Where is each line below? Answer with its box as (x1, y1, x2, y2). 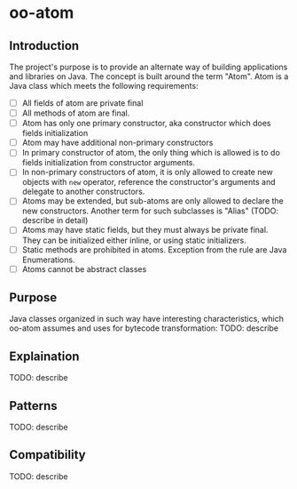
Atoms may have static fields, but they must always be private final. (21, 225, 269, 236)
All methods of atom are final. (21, 108, 130, 118)
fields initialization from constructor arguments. (21, 157, 196, 168)
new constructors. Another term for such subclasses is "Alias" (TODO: (21, 205, 279, 216)
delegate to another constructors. (21, 186, 145, 197)
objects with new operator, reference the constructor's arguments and (21, 177, 277, 188)
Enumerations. (21, 254, 75, 265)
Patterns (9, 398, 58, 413)
